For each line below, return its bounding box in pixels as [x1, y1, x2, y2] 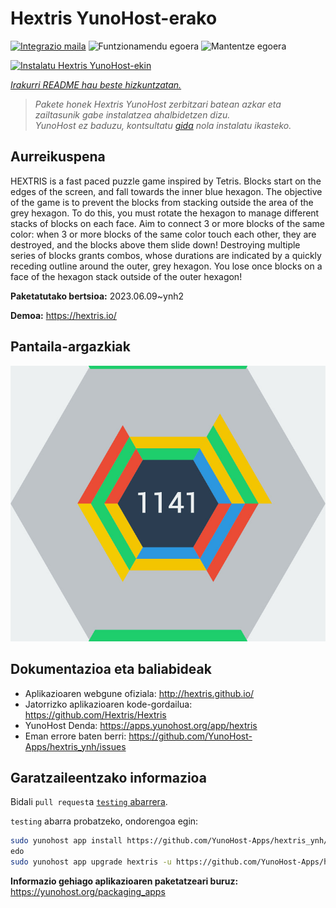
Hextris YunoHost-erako [10, 7, 218, 30]
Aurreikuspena [10, 148, 106, 166]
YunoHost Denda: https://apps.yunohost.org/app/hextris [24, 719, 258, 731]
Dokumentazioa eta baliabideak [10, 661, 212, 678]
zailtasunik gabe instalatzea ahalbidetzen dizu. [34, 108, 231, 121]
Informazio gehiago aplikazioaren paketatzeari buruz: [10, 875, 239, 887]
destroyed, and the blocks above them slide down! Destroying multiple [10, 238, 301, 251]
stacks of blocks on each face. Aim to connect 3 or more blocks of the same [10, 217, 325, 229]
